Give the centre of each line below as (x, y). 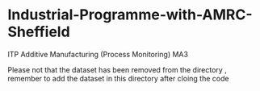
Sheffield (39, 32)
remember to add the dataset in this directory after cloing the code (118, 78)
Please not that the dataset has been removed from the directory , (117, 69)
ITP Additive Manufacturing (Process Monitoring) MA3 (98, 54)
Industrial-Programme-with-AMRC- (130, 15)
